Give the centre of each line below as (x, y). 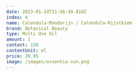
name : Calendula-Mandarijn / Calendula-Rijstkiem (69, 23)
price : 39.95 (22, 56)
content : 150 (22, 45)
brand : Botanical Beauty (37, 28)
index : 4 (17, 17)
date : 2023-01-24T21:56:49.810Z (46, 12)
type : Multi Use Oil (32, 34)
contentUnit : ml (26, 51)
